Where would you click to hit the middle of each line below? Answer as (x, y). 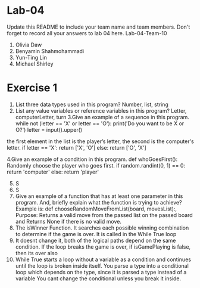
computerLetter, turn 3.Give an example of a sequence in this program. (102, 117)
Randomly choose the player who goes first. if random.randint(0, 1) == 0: (96, 165)
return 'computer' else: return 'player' (53, 172)
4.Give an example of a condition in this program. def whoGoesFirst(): (92, 159)
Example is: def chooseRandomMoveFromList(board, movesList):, (96, 209)
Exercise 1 (32, 88)
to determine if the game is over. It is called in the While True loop (96, 234)
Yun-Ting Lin (31, 57)
